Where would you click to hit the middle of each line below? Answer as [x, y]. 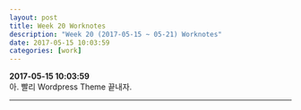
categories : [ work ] [46, 51]
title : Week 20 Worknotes [57, 26]
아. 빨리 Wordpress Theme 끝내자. [71, 87]
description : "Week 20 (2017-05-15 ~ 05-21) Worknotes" [116, 34]
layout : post [34, 17]
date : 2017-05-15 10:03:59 [60, 42]
